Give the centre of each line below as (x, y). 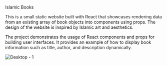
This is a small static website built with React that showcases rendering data (84, 17)
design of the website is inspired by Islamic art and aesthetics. (69, 27)
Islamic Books (19, 7)
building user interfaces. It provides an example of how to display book (78, 42)
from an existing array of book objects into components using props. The (80, 22)
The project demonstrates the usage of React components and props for (80, 37)
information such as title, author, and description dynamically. (69, 47)
